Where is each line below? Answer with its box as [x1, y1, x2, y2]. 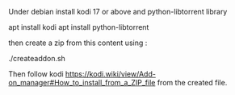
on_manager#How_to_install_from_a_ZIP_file [8, 78, 156, 87]
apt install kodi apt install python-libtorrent [8, 23, 149, 31]
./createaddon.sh [8, 54, 66, 63]
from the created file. [157, 78, 228, 87]
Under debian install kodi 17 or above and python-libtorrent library [8, 7, 228, 16]
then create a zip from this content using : [8, 38, 148, 47]
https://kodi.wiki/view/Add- [65, 69, 156, 79]
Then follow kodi [8, 69, 64, 79]
